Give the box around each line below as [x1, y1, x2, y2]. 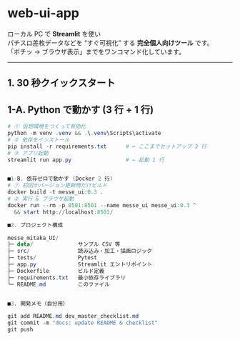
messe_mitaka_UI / [7, 234, 59, 241]
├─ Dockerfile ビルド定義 [7, 267, 105, 274]
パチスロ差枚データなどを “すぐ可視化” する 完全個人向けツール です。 [7, 38, 214, 47]
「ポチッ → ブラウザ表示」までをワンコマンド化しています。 [7, 47, 186, 56]
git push [7, 326, 34, 334]
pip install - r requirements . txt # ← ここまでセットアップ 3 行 [7, 143, 207, 150]
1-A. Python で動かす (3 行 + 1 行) [7, 104, 154, 116]
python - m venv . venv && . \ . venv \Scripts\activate [7, 130, 161, 137]
